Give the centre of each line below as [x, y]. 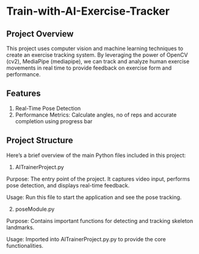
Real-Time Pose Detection [48, 108]
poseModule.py [35, 209]
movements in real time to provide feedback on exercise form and [89, 68]
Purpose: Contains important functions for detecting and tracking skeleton [100, 220]
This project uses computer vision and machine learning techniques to [95, 48]
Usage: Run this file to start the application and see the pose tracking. [94, 197]
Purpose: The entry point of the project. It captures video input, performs [98, 179]
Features [24, 94]
